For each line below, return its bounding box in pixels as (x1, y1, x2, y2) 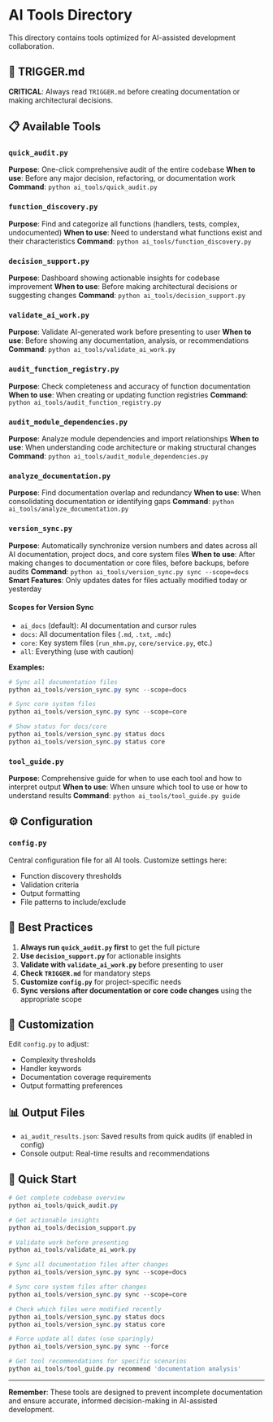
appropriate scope (19, 994, 83, 1003)
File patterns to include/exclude (19, 897, 127, 906)
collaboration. (8, 41, 54, 50)
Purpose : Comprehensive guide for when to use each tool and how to (8, 774, 242, 783)
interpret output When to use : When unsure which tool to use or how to (8, 782, 248, 792)
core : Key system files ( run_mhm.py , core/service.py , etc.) (19, 638, 213, 647)
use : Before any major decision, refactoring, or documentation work (8, 173, 236, 183)
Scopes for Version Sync (8, 603, 94, 612)
